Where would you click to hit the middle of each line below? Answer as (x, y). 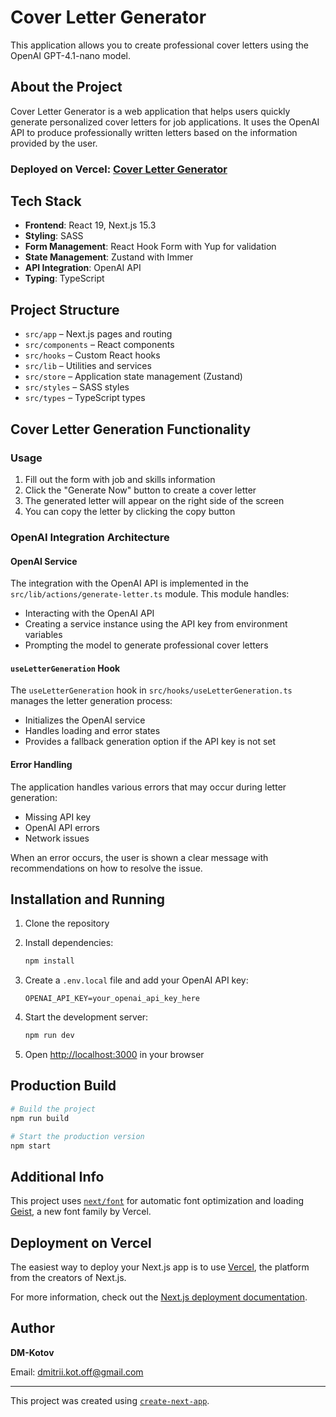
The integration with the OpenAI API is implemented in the (129, 583)
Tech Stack (46, 201)
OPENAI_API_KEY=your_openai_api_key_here (112, 999)
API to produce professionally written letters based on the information (154, 132)
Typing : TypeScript (64, 278)
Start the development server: (86, 1017)
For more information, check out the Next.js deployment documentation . (159, 1297)
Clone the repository (67, 923)
